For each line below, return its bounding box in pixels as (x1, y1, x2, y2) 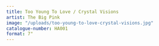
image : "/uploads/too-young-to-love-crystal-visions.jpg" (6, 20, 154, 26)
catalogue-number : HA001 (6, 25, 68, 32)
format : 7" (6, 31, 33, 37)
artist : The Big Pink (6, 14, 60, 20)
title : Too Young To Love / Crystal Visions (6, 8, 119, 15)
